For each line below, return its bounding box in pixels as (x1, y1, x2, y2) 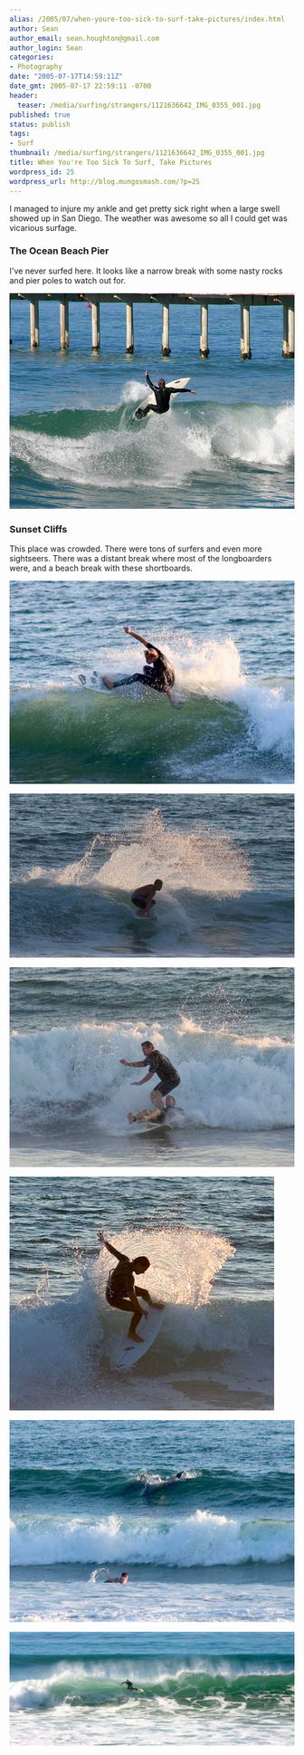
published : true (9, 110, 71, 120)
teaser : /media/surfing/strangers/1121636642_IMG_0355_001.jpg (17, 101, 261, 110)
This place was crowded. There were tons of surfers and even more (9, 543, 262, 554)
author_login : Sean (9, 43, 83, 53)
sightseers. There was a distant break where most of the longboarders (9, 552, 272, 563)
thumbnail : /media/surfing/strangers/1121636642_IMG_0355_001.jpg (9, 149, 265, 158)
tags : (9, 129, 30, 139)
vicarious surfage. (9, 222, 77, 233)
